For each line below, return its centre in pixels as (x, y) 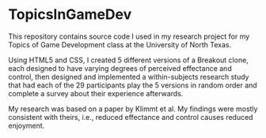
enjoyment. (27, 125)
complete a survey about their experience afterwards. (96, 93)
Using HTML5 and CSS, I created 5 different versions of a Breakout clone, (129, 60)
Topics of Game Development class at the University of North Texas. (120, 44)
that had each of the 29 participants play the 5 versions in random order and (133, 85)
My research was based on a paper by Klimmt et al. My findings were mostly (133, 109)
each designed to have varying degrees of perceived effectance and (120, 68)
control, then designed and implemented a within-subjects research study (129, 76)
